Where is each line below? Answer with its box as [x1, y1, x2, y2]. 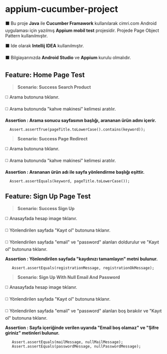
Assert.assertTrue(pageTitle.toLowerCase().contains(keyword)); [9, 127, 146, 132]
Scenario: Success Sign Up [17, 205, 75, 211]
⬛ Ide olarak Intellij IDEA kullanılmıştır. [5, 42, 84, 48]
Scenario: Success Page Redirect [17, 135, 88, 141]
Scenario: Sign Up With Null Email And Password [17, 274, 120, 280]
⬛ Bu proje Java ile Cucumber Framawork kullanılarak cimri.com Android [5, 20, 157, 26]
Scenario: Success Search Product [17, 84, 91, 90]
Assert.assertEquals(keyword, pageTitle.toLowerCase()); [9, 178, 130, 184]
